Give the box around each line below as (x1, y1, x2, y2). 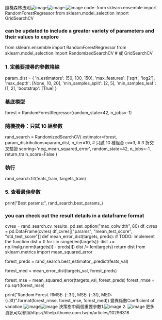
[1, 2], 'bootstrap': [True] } (5, 85, 57, 91)
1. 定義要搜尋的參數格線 (5, 64, 60, 70)
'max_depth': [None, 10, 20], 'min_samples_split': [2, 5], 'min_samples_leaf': (5, 80, 156, 86)
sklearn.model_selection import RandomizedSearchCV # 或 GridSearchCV (5, 51, 153, 56)
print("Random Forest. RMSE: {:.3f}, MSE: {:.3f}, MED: (5, 292, 113, 298)
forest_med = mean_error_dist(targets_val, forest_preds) (5, 268, 117, 274)
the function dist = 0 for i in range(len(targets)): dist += (5, 239, 115, 245)
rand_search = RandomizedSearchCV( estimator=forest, (5, 134, 117, 140)
